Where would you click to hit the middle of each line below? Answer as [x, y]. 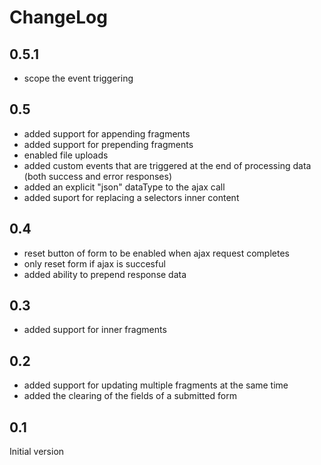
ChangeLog [58, 17]
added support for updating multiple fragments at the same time [156, 385]
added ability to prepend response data [105, 274]
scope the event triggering [78, 78]
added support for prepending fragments [108, 144]
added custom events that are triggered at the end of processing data [167, 165]
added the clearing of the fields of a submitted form [130, 396]
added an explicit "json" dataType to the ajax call [124, 187]
